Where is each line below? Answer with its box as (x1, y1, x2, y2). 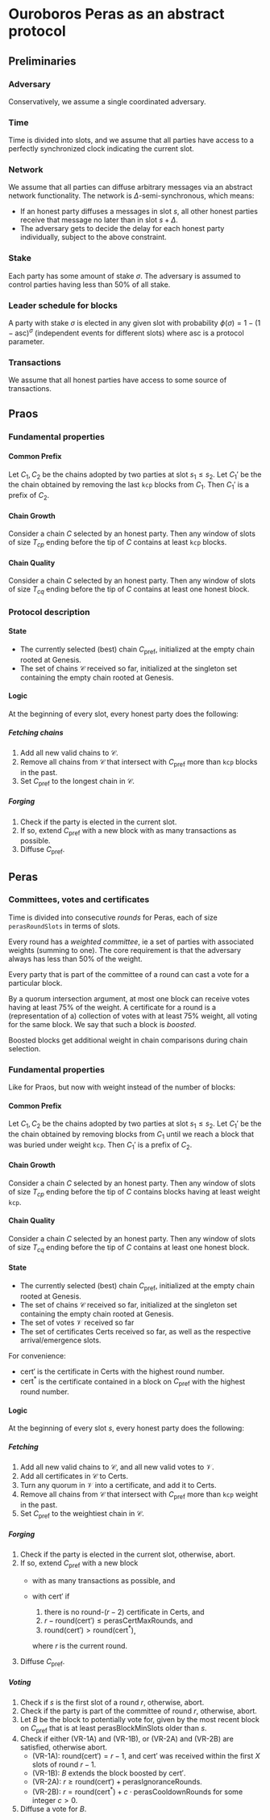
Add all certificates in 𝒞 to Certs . (19, 1472, 129, 1481)
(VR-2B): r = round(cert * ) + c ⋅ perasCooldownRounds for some (31, 1785, 243, 1797)
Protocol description (8, 606, 90, 617)
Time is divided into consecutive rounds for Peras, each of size (8, 912, 218, 922)
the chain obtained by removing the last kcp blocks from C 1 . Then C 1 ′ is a (8, 480, 250, 491)
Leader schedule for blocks (8, 300, 118, 311)
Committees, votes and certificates (8, 894, 150, 905)
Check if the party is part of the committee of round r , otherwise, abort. (19, 1706, 257, 1716)
